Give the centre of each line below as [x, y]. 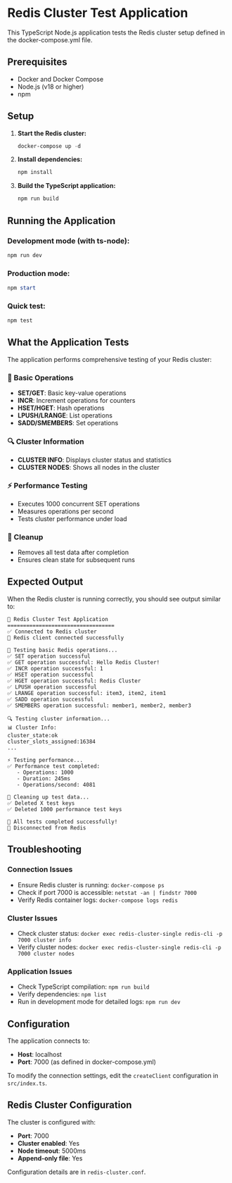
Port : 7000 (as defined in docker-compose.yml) [87, 1062]
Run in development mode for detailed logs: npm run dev [99, 1002]
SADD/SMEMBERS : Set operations [68, 423]
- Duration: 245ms [44, 778]
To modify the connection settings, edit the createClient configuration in [113, 1076]
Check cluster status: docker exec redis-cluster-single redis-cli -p [120, 933]
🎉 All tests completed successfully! [63, 822]
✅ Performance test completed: [54, 766]
